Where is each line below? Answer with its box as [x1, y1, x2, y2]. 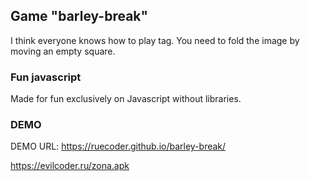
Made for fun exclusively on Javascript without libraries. [10, 93, 242, 105]
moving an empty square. [10, 45, 116, 57]
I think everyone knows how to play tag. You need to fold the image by [10, 34, 300, 46]
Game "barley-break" [10, 8, 149, 25]
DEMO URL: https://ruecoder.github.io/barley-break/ [10, 140, 227, 153]
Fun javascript [10, 70, 82, 84]
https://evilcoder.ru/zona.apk [10, 160, 130, 172]
